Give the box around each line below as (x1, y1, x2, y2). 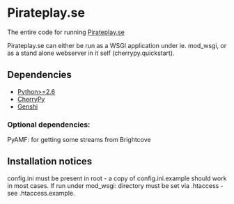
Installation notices (7, 155, 93, 168)
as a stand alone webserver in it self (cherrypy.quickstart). (7, 49, 175, 57)
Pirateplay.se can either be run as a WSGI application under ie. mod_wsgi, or (7, 41, 227, 49)
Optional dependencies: (7, 120, 91, 130)
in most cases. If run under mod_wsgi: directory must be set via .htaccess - (7, 181, 224, 189)
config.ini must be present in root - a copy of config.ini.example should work (7, 174, 227, 182)
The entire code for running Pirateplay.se (7, 28, 125, 36)
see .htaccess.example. (7, 189, 75, 197)
